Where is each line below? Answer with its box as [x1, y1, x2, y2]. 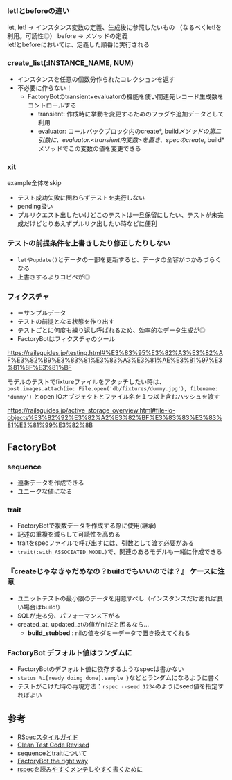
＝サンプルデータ [17, 309, 66, 317]
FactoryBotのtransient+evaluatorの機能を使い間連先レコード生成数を [27, 92, 224, 101]
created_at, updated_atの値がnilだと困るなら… [17, 620, 150, 628]
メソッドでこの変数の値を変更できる [37, 144, 142, 153]
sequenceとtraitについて [17, 749, 88, 757]
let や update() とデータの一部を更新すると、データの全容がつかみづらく [17, 255, 222, 264]
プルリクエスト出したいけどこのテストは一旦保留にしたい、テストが [17, 210, 212, 219]
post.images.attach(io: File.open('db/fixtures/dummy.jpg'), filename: [7, 385, 218, 392]
